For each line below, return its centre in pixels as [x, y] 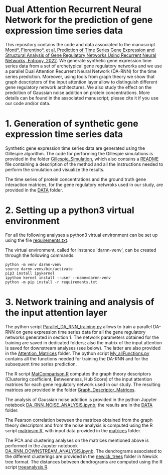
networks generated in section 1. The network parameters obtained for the [82, 337]
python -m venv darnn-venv [33, 264]
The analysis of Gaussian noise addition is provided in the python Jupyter [81, 399]
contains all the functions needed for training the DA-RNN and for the [77, 358]
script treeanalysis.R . [27, 467]
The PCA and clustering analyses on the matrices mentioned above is [77, 440]
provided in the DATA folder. [34, 190]
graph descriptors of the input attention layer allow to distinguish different [81, 82]
